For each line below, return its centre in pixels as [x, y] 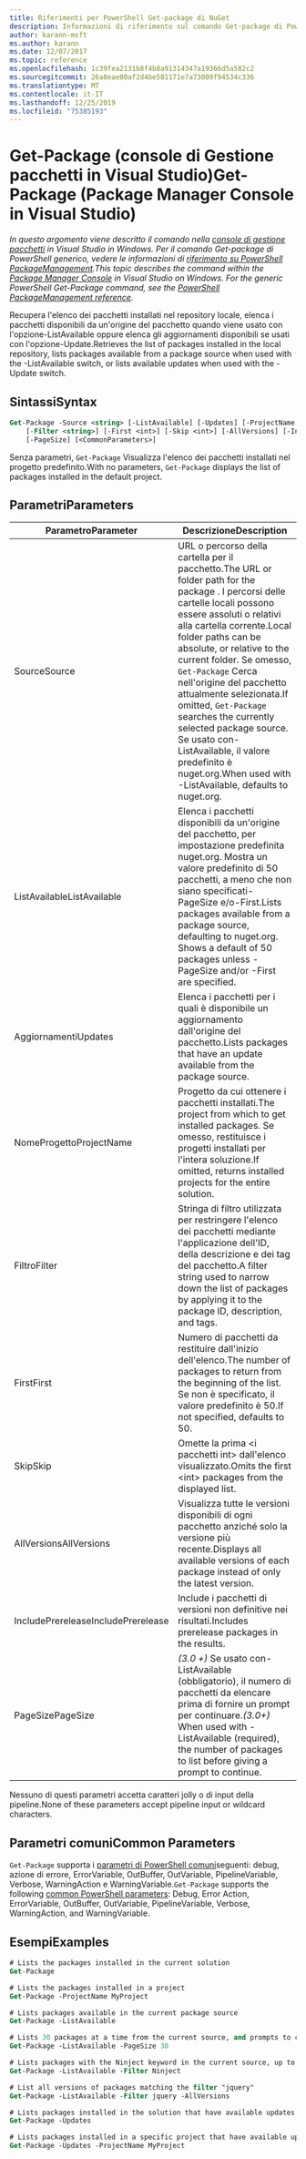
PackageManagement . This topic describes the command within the [137, 269]
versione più [204, 1538]
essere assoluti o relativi [229, 614]
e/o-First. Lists [251, 903]
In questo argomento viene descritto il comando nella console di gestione [148, 240]
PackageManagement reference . [71, 298]
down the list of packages [233, 1288]
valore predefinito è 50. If [230, 1406]
